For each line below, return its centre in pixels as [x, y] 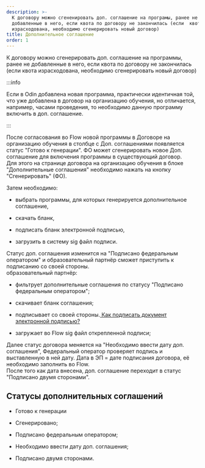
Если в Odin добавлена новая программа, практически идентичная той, [100, 94]
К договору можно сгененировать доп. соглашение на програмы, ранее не [105, 18]
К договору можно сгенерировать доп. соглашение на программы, [95, 58]
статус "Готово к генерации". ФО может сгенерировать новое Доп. [94, 150]
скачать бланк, [35, 218]
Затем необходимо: [32, 188]
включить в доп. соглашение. [45, 114]
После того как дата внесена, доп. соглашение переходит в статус [94, 370]
